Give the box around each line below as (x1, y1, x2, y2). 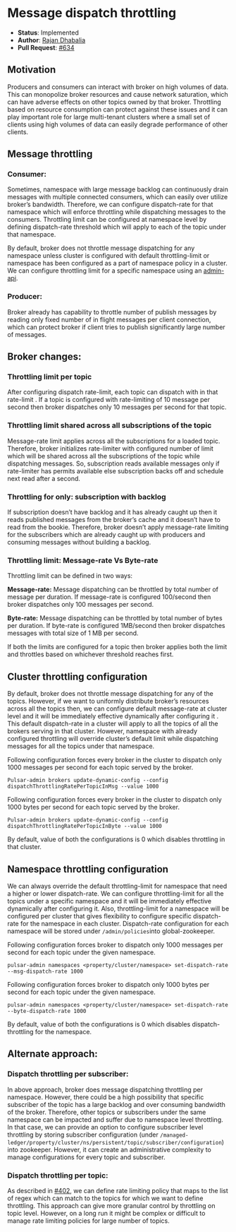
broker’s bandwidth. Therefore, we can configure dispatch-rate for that (7, 200, 213, 209)
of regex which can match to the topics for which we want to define (7, 1194, 204, 1202)
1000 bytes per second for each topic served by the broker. (7, 803, 180, 812)
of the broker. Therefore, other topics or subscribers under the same (7, 1108, 206, 1116)
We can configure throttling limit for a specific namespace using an (7, 266, 202, 275)
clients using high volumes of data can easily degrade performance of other (7, 120, 228, 129)
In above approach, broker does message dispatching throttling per (7, 1085, 203, 1094)
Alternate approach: (7, 1048, 99, 1060)
